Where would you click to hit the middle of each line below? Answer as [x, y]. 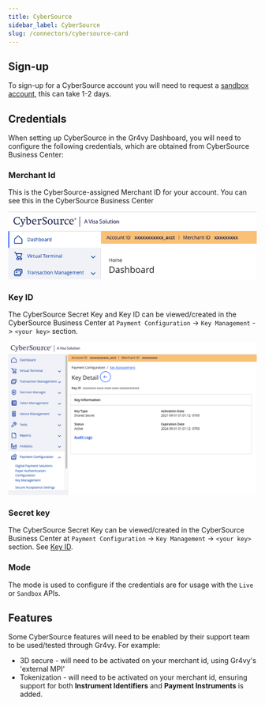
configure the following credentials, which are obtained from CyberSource [129, 146]
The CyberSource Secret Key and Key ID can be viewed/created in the [122, 315]
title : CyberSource [40, 17]
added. [31, 694]
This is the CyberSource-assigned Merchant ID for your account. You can [127, 192]
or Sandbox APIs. [34, 593]
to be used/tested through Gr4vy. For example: [84, 646]
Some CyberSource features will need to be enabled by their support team [129, 637]
